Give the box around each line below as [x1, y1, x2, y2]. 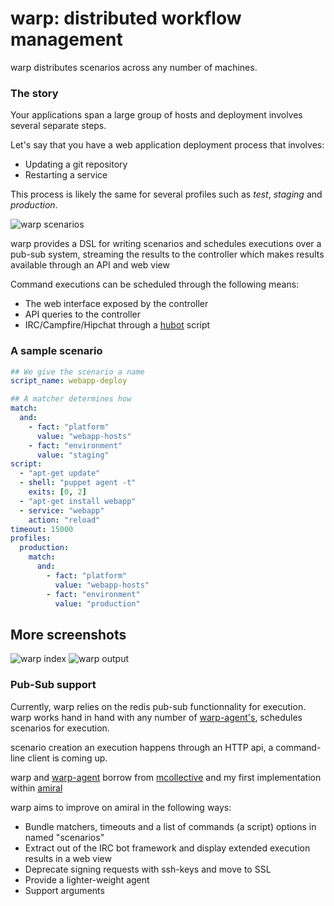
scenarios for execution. [10, 722, 110, 734]
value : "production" [54, 598, 141, 609]
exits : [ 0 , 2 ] [28, 487, 87, 497]
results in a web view [24, 852, 112, 864]
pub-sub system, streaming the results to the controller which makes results [10, 248, 325, 261]
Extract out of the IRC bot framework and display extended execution [24, 842, 311, 854]
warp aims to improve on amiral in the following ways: [10, 801, 232, 813]
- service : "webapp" [19, 505, 105, 516]
